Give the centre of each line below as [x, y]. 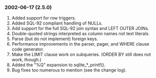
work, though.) [27, 60]
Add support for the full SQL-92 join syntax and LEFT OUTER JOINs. [80, 28]
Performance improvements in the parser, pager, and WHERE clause [80, 44]
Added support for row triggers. [44, 18]
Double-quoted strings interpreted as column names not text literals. [80, 34]
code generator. [28, 49]
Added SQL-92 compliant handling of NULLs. [57, 23]
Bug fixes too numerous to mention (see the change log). [69, 70]
